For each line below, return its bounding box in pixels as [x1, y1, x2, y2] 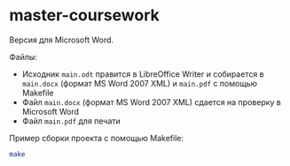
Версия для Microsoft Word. [9, 34, 114, 45]
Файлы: [9, 51, 38, 62]
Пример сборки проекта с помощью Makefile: [9, 132, 184, 143]
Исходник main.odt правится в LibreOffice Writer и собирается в [21, 68, 264, 79]
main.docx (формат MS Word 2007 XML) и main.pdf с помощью [21, 78, 258, 88]
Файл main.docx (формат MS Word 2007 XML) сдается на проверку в [21, 96, 282, 107]
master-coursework [9, 5, 160, 26]
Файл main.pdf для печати [21, 116, 121, 126]
